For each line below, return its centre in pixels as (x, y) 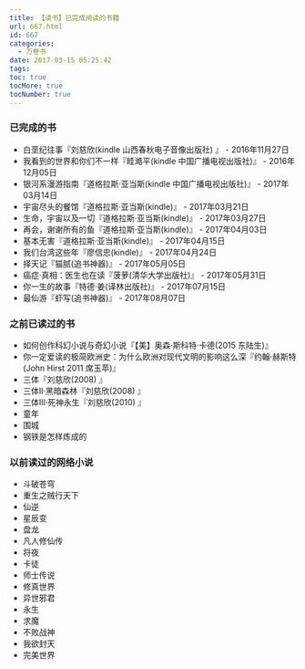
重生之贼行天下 (51, 496)
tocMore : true (36, 86)
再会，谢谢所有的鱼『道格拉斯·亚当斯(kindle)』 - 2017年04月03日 (145, 229)
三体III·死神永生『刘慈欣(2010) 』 (84, 402)
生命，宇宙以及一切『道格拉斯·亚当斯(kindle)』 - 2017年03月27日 (144, 218)
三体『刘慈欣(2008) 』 (65, 380)
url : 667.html (36, 26)
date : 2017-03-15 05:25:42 (61, 60)
